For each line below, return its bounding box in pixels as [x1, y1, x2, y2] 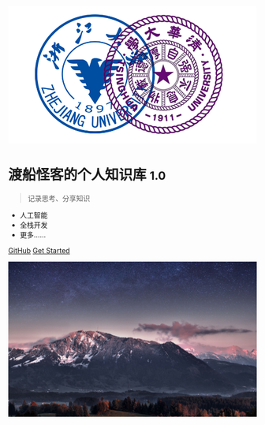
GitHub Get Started [8, 245, 70, 255]
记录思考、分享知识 [27, 193, 91, 203]
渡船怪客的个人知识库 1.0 [8, 166, 166, 184]
